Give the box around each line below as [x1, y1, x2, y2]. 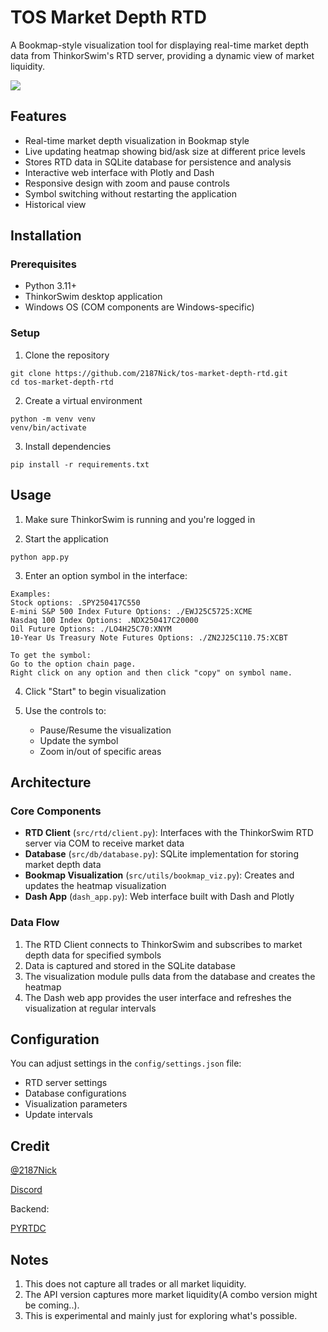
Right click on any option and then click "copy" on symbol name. [10, 667, 293, 678]
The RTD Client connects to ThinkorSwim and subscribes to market [24, 938, 303, 950]
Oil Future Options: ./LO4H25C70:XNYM [10, 624, 172, 634]
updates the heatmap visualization [24, 880, 167, 892]
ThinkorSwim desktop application [24, 291, 163, 303]
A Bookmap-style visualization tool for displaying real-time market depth [10, 39, 309, 51]
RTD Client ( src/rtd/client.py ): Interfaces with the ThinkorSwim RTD [24, 827, 314, 839]
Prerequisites [10, 257, 77, 271]
